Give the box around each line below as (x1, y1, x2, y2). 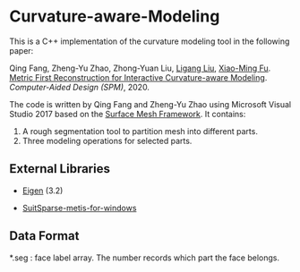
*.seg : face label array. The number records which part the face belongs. (9, 252, 280, 263)
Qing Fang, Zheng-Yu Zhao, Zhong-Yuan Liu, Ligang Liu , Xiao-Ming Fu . (9, 63, 271, 73)
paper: (9, 45, 34, 55)
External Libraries (9, 161, 110, 176)
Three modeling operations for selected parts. (21, 135, 193, 146)
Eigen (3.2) (21, 185, 64, 196)
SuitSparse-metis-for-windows (21, 202, 137, 213)
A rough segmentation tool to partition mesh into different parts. (21, 125, 258, 136)
